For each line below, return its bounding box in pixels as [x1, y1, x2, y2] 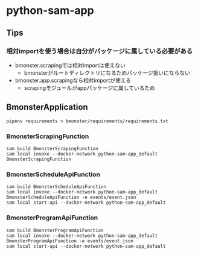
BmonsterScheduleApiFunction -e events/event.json [6, 194, 136, 201]
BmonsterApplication [6, 102, 89, 112]
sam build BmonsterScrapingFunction [6, 145, 98, 151]
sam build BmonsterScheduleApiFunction [6, 184, 107, 190]
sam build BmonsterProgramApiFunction [6, 227, 104, 233]
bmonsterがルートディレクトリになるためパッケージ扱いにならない [24, 69, 191, 76]
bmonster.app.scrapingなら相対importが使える [14, 77, 132, 84]
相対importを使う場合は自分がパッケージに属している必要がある [6, 46, 193, 55]
